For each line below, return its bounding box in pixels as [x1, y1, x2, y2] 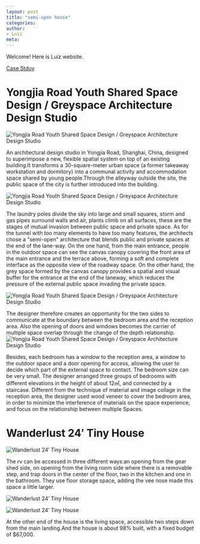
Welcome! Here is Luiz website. [6, 53, 84, 60]
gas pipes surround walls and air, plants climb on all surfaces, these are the [6, 216, 192, 223]
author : [6, 25, 26, 32]
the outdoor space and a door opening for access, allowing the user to [6, 359, 180, 367]
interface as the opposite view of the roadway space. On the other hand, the [6, 261, 194, 268]
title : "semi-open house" [6, 14, 70, 20]
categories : [6, 20, 36, 26]
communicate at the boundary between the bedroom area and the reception [6, 316, 193, 324]
